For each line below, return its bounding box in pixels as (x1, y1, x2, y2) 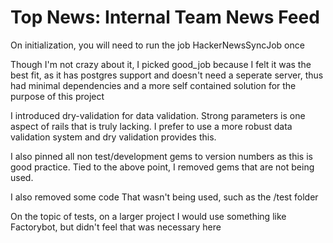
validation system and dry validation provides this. (10, 131, 217, 143)
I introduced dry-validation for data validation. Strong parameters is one (10, 109, 306, 121)
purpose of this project (10, 90, 105, 102)
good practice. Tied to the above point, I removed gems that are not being (10, 161, 315, 173)
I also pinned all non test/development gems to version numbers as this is (10, 150, 313, 162)
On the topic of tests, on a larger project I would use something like (10, 210, 287, 222)
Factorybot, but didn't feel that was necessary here (10, 221, 222, 233)
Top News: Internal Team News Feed (10, 6, 320, 29)
